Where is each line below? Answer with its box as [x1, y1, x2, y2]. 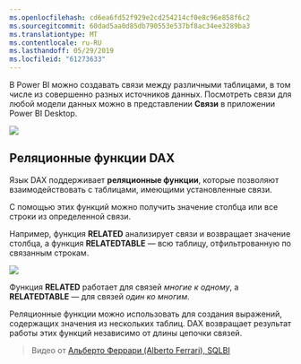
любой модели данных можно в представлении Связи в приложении [9, 99, 276, 108]
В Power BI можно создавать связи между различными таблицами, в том [9, 80, 291, 90]
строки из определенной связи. [9, 211, 132, 221]
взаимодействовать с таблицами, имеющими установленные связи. [9, 184, 273, 195]
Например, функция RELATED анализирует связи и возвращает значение [9, 228, 291, 238]
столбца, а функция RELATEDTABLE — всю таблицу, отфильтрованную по [9, 238, 292, 248]
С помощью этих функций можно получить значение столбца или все [9, 201, 279, 212]
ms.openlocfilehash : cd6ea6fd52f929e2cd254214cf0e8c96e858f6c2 [9, 13, 251, 22]
